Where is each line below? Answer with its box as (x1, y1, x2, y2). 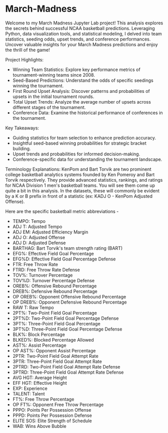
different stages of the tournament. (12, 104, 86, 110)
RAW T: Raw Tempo (12, 304, 54, 310)
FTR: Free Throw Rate (12, 261, 58, 267)
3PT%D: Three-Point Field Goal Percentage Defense (12, 326, 122, 332)
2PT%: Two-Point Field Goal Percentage (12, 310, 97, 316)
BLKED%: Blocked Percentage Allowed (12, 337, 94, 343)
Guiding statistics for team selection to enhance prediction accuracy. (12, 135, 156, 141)
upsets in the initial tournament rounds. (12, 93, 95, 99)
